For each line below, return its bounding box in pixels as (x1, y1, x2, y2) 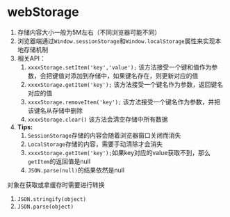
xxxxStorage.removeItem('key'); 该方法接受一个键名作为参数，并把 (27, 97, 221, 106)
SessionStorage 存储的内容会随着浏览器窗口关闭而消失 (27, 131, 181, 139)
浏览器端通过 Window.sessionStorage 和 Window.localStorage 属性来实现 (17, 36, 215, 45)
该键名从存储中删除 (27, 106, 83, 115)
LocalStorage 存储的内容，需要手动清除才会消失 (27, 140, 163, 148)
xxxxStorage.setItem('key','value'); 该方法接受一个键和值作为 (27, 63, 212, 71)
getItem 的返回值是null (27, 157, 91, 166)
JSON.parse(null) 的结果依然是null (27, 166, 125, 174)
